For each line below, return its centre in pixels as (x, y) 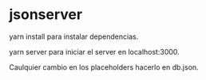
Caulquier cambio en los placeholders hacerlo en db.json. (104, 67)
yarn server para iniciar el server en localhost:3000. (95, 51)
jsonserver (46, 15)
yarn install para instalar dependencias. (74, 36)
